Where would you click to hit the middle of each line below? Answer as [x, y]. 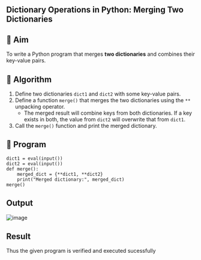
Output [19, 203]
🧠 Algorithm [29, 80]
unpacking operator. [40, 107]
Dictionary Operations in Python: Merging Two [95, 10]
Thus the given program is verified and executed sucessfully [81, 251]
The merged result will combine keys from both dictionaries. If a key [108, 113]
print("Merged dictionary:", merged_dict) [71, 180]
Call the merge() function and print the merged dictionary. [86, 126]
